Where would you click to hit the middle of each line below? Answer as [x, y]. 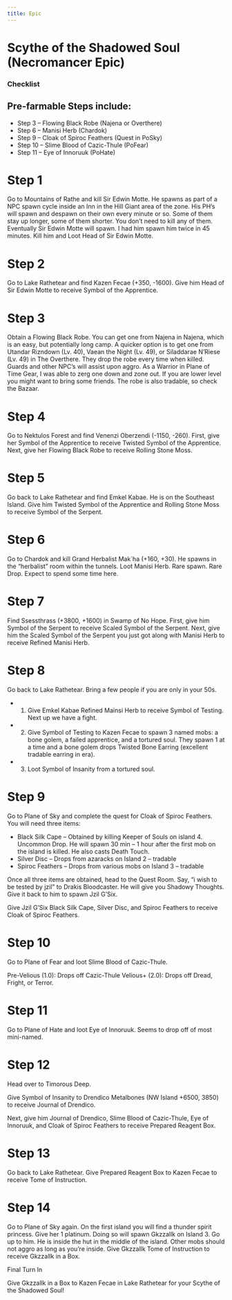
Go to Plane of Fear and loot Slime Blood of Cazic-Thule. [87, 962]
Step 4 [27, 417]
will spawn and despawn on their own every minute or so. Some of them [110, 214]
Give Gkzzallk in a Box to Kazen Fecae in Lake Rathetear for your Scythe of [114, 1283]
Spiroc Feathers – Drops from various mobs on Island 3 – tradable [110, 866]
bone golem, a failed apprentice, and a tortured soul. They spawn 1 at [126, 740]
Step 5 [26, 478]
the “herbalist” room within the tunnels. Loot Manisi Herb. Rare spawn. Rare [115, 566]
